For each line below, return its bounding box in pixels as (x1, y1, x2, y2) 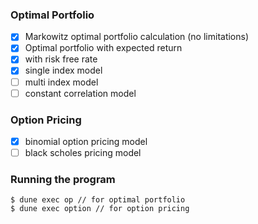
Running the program (10, 173, 116, 187)
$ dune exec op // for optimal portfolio (10, 195, 186, 205)
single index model (24, 64, 103, 77)
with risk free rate (24, 53, 98, 65)
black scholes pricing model (24, 147, 142, 159)
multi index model (24, 76, 99, 88)
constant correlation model (24, 87, 137, 99)
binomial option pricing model (24, 135, 148, 147)
